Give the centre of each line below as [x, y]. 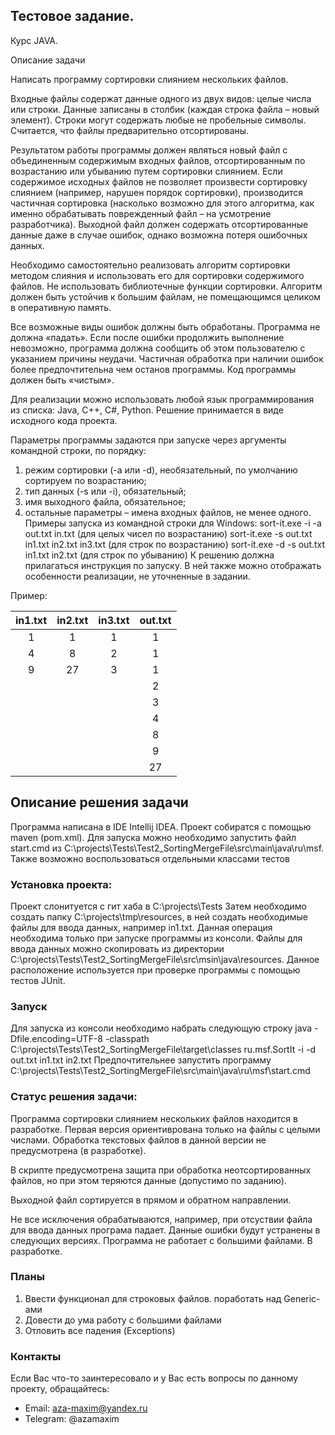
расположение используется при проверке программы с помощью [155, 970]
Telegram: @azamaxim [72, 1419]
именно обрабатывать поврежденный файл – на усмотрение [141, 213]
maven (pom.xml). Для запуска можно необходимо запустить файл [153, 837]
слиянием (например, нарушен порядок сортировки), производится [157, 192]
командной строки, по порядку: [78, 450]
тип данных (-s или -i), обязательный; [105, 491]
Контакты [36, 1356]
